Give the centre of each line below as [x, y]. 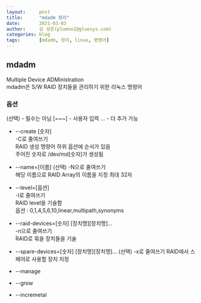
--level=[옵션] [32, 188]
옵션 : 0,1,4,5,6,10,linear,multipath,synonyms [69, 211]
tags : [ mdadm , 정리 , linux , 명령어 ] [58, 40]
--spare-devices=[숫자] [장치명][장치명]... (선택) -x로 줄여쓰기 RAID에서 [102, 252]
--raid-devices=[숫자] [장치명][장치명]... [64, 223]
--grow [24, 283]
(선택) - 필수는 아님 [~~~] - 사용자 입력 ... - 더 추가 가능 [72, 119]
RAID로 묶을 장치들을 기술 [46, 239]
